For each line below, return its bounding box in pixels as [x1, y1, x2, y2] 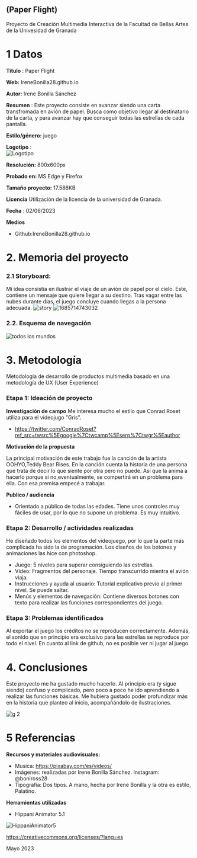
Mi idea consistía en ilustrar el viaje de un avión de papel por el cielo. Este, [6, 286, 188, 293]
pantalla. [6, 120, 28, 127]
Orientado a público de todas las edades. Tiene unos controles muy [14, 502, 180, 510]
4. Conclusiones [6, 661, 88, 674]
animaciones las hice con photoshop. [6, 550, 97, 557]
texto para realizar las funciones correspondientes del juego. [14, 599, 163, 606]
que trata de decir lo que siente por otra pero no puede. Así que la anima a [6, 467, 188, 474]
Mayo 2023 [6, 845, 34, 852]
